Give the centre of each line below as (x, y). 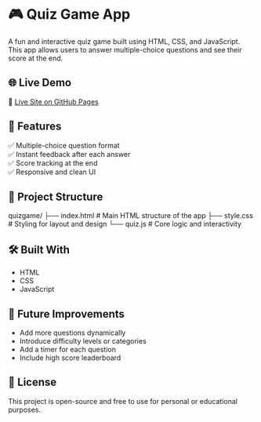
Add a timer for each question (67, 349)
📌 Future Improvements (67, 314)
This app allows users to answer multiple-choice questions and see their (125, 49)
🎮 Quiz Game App (69, 15)
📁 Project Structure (56, 196)
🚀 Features (35, 127)
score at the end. (36, 58)
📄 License (33, 382)
